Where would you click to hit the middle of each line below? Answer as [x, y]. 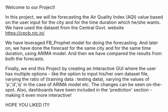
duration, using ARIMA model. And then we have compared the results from [83, 53]
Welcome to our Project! [30, 7]
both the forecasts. [25, 59]
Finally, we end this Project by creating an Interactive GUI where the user [81, 68]
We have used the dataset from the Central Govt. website [65, 28]
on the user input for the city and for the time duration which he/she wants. [83, 22]
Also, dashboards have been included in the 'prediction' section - [85, 90]
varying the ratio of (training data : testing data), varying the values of [77, 79]
